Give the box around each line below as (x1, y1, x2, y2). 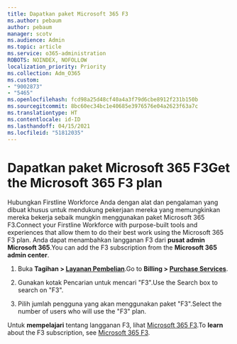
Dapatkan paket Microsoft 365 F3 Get (7, 160, 231, 176)
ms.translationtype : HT (7, 109, 78, 116)
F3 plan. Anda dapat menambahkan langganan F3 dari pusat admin (7, 235, 206, 245)
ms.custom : (7, 76, 40, 84)
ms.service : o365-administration (7, 50, 106, 57)
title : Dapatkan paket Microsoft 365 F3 (7, 10, 129, 18)
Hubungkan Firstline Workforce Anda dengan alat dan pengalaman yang (7, 198, 219, 206)
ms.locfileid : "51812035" (7, 129, 84, 136)
